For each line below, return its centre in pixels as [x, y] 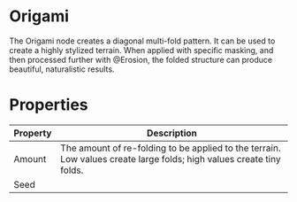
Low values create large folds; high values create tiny [171, 159]
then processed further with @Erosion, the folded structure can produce [141, 59]
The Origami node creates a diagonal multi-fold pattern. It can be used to [142, 41]
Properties [49, 105]
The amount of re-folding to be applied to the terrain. [171, 148]
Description [172, 133]
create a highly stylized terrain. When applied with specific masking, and [141, 50]
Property [33, 133]
